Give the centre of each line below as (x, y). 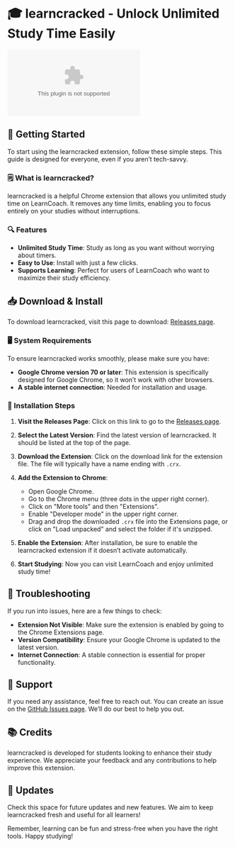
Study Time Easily (61, 34)
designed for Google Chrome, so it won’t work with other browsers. (116, 380)
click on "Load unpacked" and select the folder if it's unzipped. (120, 529)
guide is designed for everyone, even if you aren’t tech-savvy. (98, 159)
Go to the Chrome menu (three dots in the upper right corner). (119, 499)
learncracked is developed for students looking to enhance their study (110, 753)
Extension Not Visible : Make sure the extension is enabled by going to (121, 624)
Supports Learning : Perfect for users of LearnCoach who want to (114, 271)
